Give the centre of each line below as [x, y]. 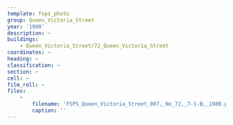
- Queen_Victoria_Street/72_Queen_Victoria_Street [94, 46]
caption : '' [50, 110]
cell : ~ [18, 78]
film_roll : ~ [26, 85]
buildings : [23, 40]
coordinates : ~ [29, 53]
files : [17, 91]
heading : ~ [23, 59]
